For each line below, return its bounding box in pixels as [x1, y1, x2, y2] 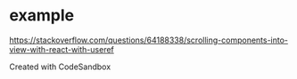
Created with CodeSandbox [9, 61, 111, 72]
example [9, 5, 75, 26]
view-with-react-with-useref [9, 43, 114, 54]
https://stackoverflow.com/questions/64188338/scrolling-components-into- [9, 35, 288, 45]
